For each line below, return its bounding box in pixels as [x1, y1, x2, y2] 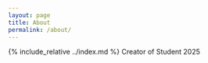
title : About [8, 19, 51, 26]
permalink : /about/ [8, 26, 72, 33]
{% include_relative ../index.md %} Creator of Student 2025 [8, 47, 201, 57]
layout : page [8, 11, 51, 19]
